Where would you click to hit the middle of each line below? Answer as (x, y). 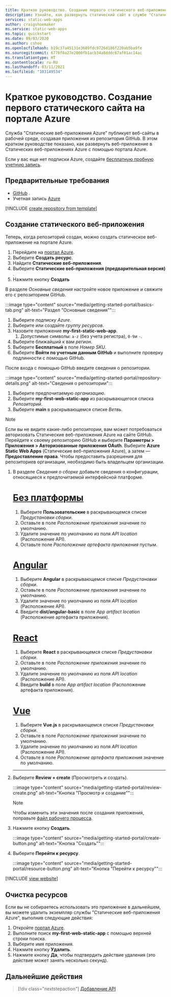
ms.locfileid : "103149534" (34, 72)
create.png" (25, 793)
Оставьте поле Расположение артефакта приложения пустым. (89, 545)
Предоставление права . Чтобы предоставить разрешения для (74, 456)
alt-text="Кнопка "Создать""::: (72, 844)
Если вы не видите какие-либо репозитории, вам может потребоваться (83, 429)
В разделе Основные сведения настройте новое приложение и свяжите (84, 289)
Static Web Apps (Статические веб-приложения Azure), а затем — (78, 451)
